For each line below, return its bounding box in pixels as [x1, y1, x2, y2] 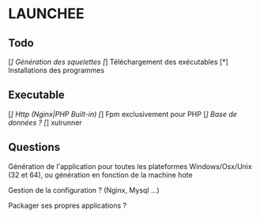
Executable [8, 88, 65, 102]
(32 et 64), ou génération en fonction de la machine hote [8, 170, 193, 179]
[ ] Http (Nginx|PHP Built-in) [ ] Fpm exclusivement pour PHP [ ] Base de [8, 109, 237, 118]
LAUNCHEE [8, 5, 85, 23]
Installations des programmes [8, 66, 105, 75]
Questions [8, 141, 61, 154]
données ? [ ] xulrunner [8, 118, 83, 127]
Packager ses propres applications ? [8, 201, 127, 210]
